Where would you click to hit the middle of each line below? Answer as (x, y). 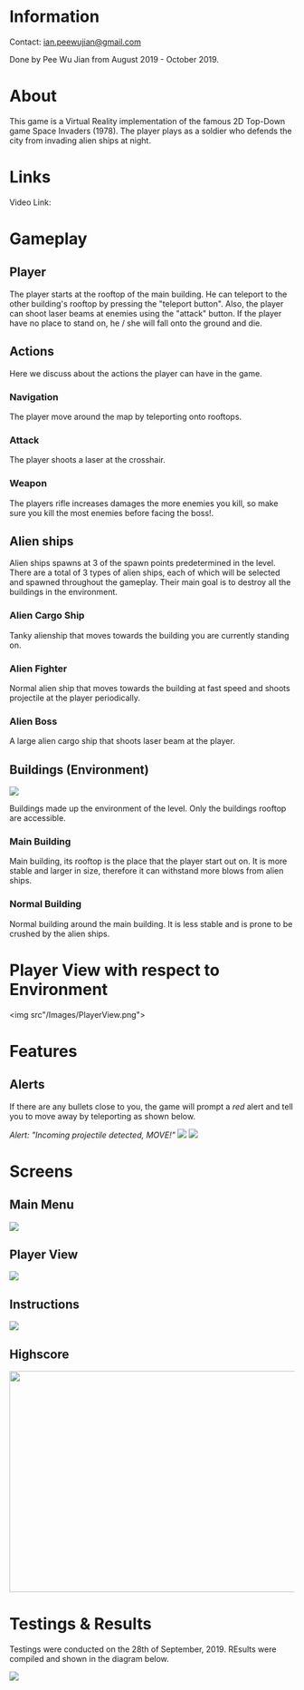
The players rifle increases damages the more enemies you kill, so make (144, 503)
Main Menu (42, 1205)
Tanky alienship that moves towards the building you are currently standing (149, 635)
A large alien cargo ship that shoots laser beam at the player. (122, 741)
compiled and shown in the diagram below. (89, 1658)
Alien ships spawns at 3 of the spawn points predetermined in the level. (142, 563)
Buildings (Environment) (79, 770)
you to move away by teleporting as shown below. (103, 1116)
